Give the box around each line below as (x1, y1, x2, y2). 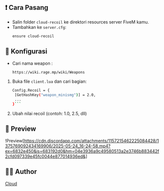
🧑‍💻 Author (5, 167, 37, 176)
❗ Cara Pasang (5, 3, 48, 12)
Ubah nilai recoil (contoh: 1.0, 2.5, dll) (12, 110, 87, 116)
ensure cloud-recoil (12, 33, 54, 39)
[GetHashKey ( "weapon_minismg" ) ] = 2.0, (14, 93, 96, 97)
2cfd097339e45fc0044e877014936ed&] (5, 153, 87, 159)
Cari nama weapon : (12, 60, 53, 66)
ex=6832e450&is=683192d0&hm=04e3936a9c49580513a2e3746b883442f (5, 148, 160, 154)
